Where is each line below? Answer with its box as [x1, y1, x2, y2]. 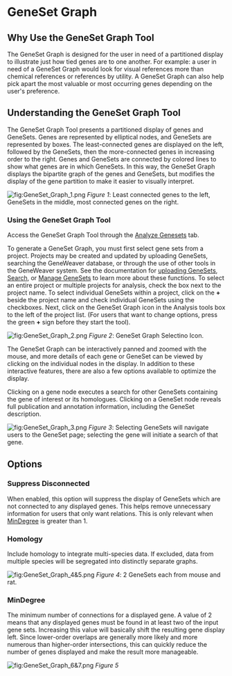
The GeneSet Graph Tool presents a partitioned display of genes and [7, 125, 204, 134]
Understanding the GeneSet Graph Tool [7, 107, 181, 119]
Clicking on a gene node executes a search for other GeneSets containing [7, 388, 218, 396]
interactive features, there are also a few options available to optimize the [7, 367, 217, 375]
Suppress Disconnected [7, 479, 90, 489]
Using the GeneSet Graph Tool [7, 215, 111, 225]
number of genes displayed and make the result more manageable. [7, 648, 199, 656]
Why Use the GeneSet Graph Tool [7, 32, 154, 44]
